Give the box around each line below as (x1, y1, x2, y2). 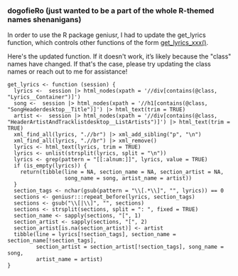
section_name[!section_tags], (7, 237, 97, 245)
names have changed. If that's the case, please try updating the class (7, 60, 211, 68)
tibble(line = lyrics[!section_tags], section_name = (13, 231, 176, 238)
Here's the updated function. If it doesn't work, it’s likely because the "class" (7, 52, 232, 61)
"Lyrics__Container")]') (7, 93, 81, 101)
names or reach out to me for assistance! (7, 67, 128, 76)
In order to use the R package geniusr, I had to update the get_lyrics (7, 31, 206, 39)
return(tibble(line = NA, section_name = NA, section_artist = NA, (20, 168, 224, 176)
